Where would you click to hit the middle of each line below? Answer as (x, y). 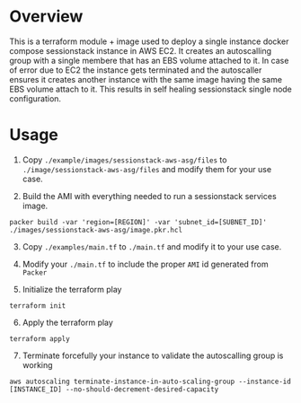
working (37, 364)
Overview (46, 17)
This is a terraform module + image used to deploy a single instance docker (149, 41)
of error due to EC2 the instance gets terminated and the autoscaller (136, 70)
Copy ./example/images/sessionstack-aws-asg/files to (124, 160)
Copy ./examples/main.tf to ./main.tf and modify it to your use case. (152, 246)
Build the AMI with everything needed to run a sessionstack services (149, 196)
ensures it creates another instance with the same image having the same (146, 79)
